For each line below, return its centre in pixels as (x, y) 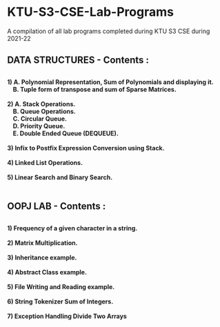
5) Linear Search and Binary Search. (60, 177)
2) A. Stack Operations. (41, 103)
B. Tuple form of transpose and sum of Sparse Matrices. (95, 89)
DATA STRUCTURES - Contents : (78, 60)
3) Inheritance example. (42, 257)
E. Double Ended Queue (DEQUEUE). (66, 133)
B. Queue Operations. (44, 111)
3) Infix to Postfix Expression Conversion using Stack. (86, 148)
